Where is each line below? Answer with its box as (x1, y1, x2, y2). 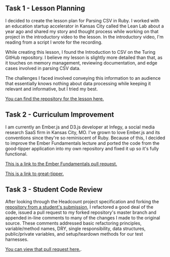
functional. (5, 151, 28, 157)
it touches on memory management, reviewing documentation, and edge (5, 59, 157, 66)
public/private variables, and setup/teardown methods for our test (5, 231, 143, 237)
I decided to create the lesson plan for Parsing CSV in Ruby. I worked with (5, 17, 160, 23)
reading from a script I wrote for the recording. (5, 39, 103, 45)
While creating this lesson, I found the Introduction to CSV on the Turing (5, 49, 156, 55)
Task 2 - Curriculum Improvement (5, 110, 114, 119)
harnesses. (5, 236, 29, 243)
